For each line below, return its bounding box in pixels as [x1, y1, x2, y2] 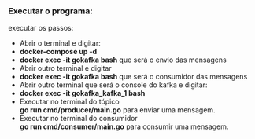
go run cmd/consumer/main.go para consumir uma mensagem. [19, 122, 229, 131]
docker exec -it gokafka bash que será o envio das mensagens [19, 55, 227, 64]
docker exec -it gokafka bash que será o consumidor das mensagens [19, 72, 248, 82]
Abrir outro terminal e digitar [19, 64, 112, 73]
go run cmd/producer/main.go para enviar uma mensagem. [19, 105, 216, 115]
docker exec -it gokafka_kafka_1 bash [19, 89, 146, 98]
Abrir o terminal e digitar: [19, 38, 101, 48]
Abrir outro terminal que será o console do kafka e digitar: [19, 80, 208, 90]
